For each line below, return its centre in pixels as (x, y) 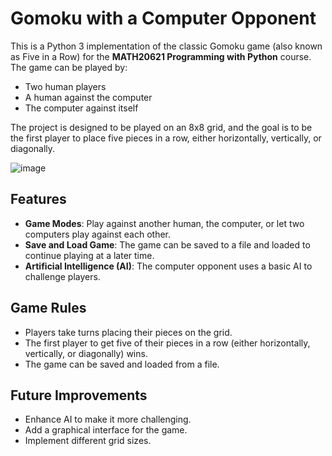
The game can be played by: (69, 67)
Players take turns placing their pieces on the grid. (128, 332)
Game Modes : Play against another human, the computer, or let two (164, 223)
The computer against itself (81, 108)
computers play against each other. (98, 234)
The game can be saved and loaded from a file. (122, 364)
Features (38, 199)
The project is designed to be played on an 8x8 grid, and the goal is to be (161, 127)
